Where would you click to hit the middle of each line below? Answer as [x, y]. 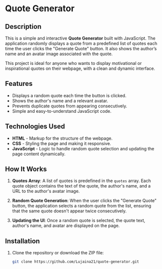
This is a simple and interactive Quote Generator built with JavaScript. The [80, 38]
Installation [22, 241]
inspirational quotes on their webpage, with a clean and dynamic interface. [80, 68]
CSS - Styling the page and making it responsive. [61, 143]
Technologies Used [35, 127]
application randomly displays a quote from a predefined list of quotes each [81, 43]
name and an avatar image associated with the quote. [59, 54]
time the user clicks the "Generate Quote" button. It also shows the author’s [81, 49]
